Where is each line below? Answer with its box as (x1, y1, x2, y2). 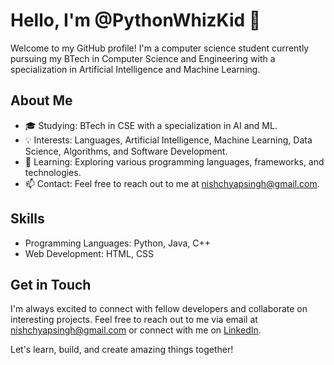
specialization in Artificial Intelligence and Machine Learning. (10, 63, 261, 75)
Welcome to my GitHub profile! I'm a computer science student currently (10, 42, 310, 54)
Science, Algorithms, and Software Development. (24, 145, 228, 157)
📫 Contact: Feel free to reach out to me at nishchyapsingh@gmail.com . (24, 177, 320, 189)
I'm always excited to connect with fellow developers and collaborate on (10, 303, 308, 315)
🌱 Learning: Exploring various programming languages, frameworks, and (24, 155, 325, 168)
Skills (10, 210, 45, 228)
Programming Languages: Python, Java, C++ (24, 237, 212, 249)
